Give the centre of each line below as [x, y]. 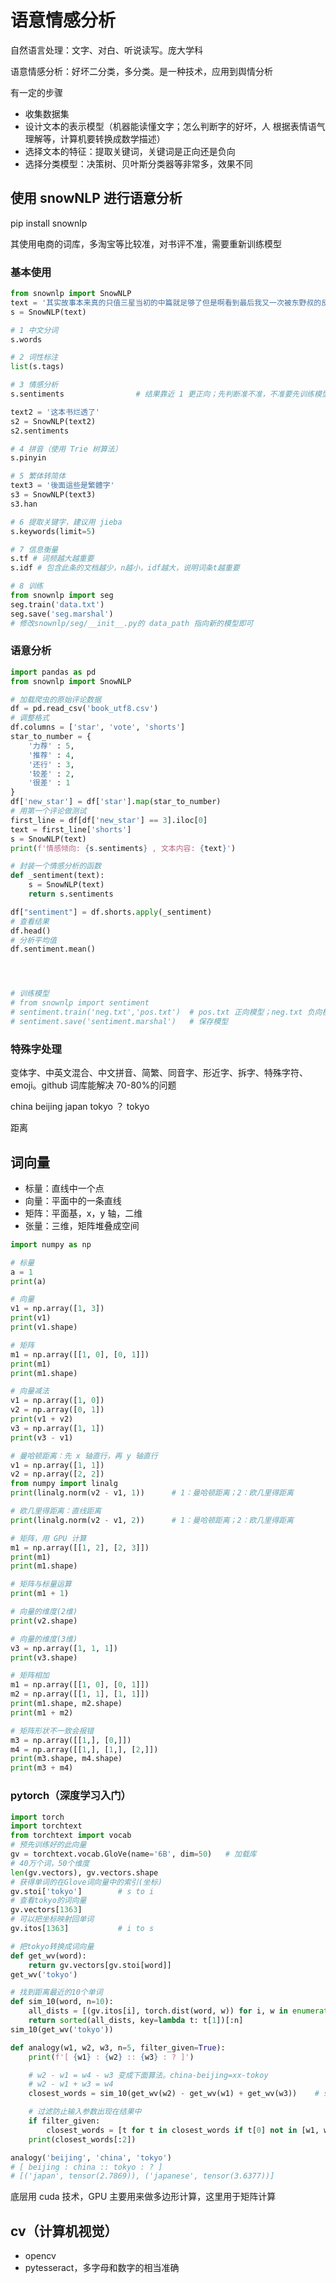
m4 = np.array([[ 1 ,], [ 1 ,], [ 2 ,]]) [84, 1749]
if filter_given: [64, 2121]
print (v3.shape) [44, 1657]
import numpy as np [51, 1244]
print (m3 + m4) [42, 1768]
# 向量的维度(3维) [44, 1639]
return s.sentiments [71, 894]
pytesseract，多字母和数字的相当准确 [102, 2268]
